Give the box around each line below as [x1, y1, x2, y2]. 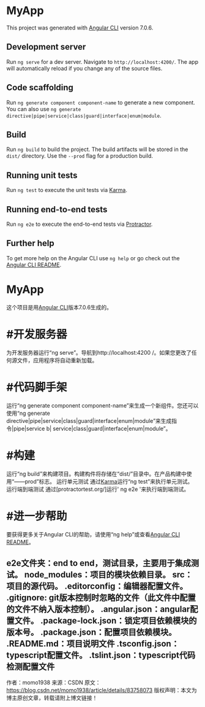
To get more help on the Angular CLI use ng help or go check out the [6, 254, 180, 261]
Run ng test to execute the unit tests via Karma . [6, 187, 127, 194]
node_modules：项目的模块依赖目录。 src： [24, 569, 193, 580]
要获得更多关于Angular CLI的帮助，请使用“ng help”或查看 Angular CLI [6, 530, 181, 538]
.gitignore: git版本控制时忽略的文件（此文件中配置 [6, 592, 196, 603]
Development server [6, 42, 86, 52]
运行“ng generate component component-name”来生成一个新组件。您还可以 [6, 401, 199, 409]
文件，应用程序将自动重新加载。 [17, 357, 98, 364]
